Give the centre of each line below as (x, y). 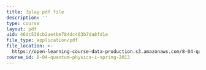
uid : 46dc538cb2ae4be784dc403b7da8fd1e (57, 35)
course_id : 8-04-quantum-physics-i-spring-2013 (68, 57)
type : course (23, 23)
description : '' (27, 18)
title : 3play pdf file (35, 12)
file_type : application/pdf (42, 40)
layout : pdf (21, 29)
